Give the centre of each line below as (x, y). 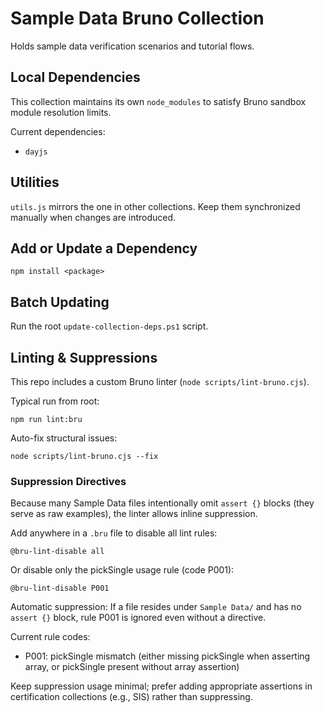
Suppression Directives (68, 481)
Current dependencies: (58, 131)
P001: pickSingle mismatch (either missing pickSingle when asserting (167, 656)
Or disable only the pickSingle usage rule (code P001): (122, 570)
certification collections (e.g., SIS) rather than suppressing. (131, 697)
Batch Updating (60, 302)
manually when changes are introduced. (93, 217)
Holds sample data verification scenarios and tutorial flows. (132, 46)
